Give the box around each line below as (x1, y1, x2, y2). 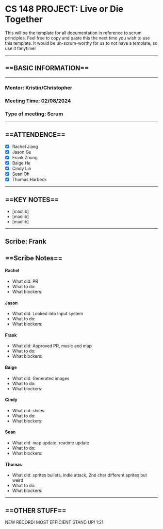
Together (5, 14, 43, 25)
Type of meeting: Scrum (5, 110, 63, 117)
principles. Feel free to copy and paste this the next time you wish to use (5, 35, 150, 41)
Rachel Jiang (12, 144, 38, 149)
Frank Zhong (12, 154, 38, 160)
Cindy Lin (12, 165, 32, 171)
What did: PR (12, 278, 38, 284)
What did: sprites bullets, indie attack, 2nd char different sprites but (12, 472, 147, 478)
